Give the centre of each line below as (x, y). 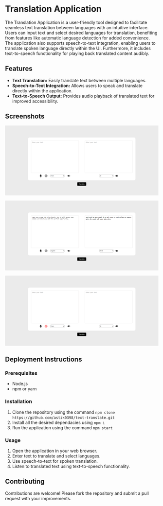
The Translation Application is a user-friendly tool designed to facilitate (76, 22)
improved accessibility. (35, 101)
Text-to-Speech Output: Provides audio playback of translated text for (83, 96)
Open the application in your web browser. (54, 451)
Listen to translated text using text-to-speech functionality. (71, 466)
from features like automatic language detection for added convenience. (77, 38)
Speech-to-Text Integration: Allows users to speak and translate (77, 86)
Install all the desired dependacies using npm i (58, 422)
